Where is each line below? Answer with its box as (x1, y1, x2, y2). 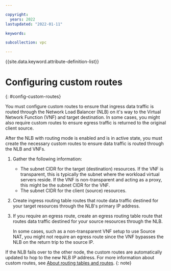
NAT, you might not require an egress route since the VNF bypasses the (12, 234, 164, 240)
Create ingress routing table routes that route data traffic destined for (12, 198, 159, 204)
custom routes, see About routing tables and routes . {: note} (5, 260, 132, 266)
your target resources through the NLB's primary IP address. (12, 203, 140, 209)
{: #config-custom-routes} (5, 93, 61, 100)
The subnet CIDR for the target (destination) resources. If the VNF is (20, 166, 164, 172)
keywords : (5, 31, 27, 36)
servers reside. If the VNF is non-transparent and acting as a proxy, (20, 177, 162, 183)
